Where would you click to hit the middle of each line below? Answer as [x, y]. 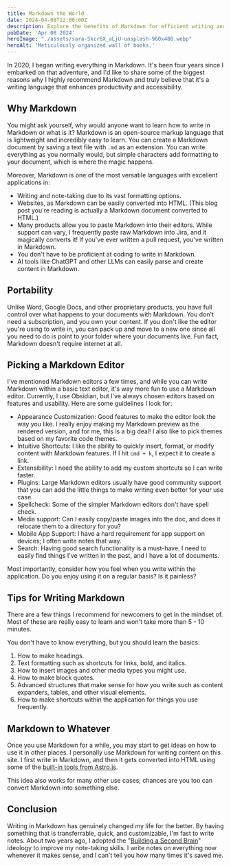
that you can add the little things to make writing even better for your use [120, 490]
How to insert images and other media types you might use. [102, 671]
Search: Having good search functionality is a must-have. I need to [112, 548]
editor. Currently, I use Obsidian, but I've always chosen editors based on [111, 396]
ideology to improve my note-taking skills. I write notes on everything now [112, 847]
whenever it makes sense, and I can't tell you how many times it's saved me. [115, 855]
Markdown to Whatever [59, 729]
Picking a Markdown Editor [66, 365]
